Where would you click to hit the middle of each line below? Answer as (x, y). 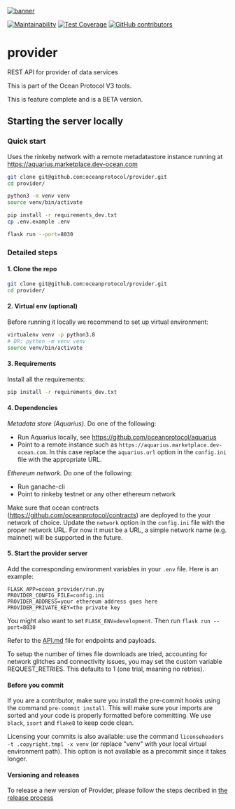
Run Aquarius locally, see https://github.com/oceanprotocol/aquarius (117, 437)
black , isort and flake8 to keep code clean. (71, 723)
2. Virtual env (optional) (43, 306)
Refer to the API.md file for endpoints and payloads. (82, 640)
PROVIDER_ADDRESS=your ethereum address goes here (83, 601)
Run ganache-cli (41, 487)
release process (30, 798)
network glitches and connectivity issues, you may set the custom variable (115, 661)
